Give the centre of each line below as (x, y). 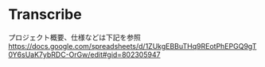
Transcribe (45, 15)
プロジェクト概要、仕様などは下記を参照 (74, 37)
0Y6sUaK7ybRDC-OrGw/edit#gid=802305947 (84, 54)
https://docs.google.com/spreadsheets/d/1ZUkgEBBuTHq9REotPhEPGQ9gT (132, 46)
